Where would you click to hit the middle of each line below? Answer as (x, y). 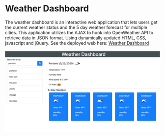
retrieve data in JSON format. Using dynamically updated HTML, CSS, (76, 38)
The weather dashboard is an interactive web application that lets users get (82, 22)
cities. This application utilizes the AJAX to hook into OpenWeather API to (79, 32)
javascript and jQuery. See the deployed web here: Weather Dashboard (77, 43)
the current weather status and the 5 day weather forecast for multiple (76, 27)
